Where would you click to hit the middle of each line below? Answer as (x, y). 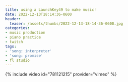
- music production (25, 33)
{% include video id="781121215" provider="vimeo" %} (61, 74)
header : (13, 19)
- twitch (14, 42)
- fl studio (17, 60)
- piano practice (23, 38)
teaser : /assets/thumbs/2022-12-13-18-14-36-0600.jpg (66, 23)
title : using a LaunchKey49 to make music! (51, 10)
